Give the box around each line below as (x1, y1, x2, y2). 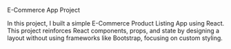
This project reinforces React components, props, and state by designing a (7, 27, 219, 35)
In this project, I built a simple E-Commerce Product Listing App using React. (7, 19, 225, 27)
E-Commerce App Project (7, 6, 81, 14)
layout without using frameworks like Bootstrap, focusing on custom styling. (7, 34, 223, 42)
